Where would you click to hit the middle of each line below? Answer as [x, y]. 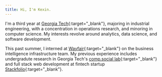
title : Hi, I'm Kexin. [28, 10]
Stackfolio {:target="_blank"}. [34, 69]
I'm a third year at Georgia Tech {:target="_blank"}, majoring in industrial [77, 23]
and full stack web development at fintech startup [55, 64]
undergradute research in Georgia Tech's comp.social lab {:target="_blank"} [81, 58]
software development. [28, 39]
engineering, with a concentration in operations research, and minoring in [79, 29]
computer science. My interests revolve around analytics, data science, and [81, 34]
